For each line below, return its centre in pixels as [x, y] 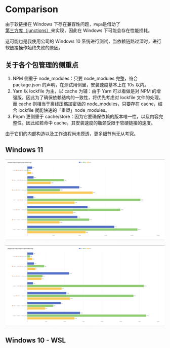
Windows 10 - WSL [36, 341]
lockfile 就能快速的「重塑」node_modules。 [64, 110]
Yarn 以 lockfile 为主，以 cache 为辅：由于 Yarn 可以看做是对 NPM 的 [84, 91]
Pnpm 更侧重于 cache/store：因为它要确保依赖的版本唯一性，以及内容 [86, 116]
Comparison [32, 9]
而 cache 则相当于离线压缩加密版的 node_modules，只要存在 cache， [85, 104]
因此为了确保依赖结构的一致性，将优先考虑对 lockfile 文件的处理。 [95, 97]
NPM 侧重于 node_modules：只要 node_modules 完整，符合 [75, 78]
